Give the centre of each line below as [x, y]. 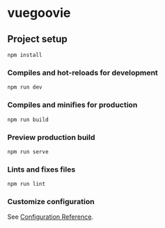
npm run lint [26, 184]
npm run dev [25, 87]
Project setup [38, 39]
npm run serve [28, 152]
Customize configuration [51, 202]
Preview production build [51, 137]
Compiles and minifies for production [72, 105]
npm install [25, 55]
